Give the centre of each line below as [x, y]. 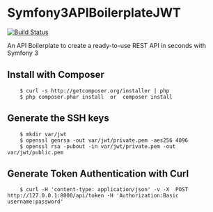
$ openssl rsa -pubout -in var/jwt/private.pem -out [98, 146]
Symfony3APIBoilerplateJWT [94, 13]
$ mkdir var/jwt [44, 134]
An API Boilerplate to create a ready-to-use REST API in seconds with [107, 45]
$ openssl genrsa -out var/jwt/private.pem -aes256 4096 [104, 140]
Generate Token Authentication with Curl [98, 173]
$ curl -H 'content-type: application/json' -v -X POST [104, 190]
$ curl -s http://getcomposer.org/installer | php [95, 91]
